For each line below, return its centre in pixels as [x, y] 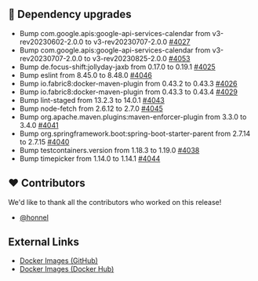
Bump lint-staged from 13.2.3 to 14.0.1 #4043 [92, 100]
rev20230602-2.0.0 [51, 42]
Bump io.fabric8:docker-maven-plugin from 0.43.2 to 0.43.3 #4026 [128, 83]
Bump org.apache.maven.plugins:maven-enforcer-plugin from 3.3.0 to [133, 117]
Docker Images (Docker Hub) [67, 269]
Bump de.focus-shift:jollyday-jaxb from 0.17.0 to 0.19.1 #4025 [117, 67]
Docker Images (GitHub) [58, 261]
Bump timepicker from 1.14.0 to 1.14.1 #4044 [90, 159]
